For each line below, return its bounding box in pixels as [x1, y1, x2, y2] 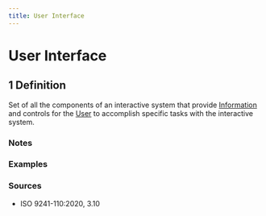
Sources [8, 181, 42, 192]
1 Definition [8, 78, 67, 93]
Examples [8, 159, 48, 170]
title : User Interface [8, 11, 85, 20]
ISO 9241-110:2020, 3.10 [19, 198, 101, 208]
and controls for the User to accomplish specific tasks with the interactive [8, 108, 254, 118]
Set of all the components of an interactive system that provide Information [8, 100, 258, 110]
